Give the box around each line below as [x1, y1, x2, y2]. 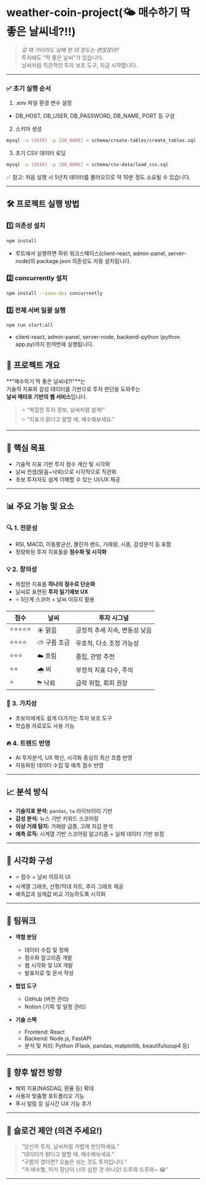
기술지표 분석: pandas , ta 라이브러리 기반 [15, 807, 113, 814]
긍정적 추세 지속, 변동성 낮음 [75, 626, 152, 634]
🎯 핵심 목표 [6, 443, 46, 454]
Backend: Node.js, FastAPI [24, 1034, 92, 1042]
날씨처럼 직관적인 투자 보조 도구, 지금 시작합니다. [21, 61, 138, 69]
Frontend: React [24, 1028, 66, 1035]
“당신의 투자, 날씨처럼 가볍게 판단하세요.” [21, 1143, 120, 1150]
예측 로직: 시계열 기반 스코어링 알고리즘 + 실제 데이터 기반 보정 [15, 830, 164, 837]
